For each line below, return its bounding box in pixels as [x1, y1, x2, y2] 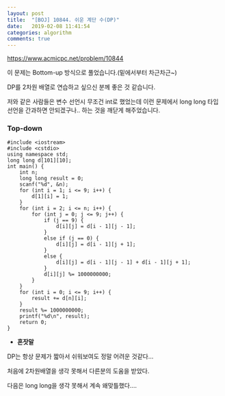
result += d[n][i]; [31, 295, 88, 302]
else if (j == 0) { [43, 235, 99, 242]
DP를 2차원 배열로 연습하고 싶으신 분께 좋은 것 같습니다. [7, 83, 156, 91]
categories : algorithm [7, 29, 72, 36]
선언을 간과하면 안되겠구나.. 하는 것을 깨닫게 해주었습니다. [7, 106, 161, 114]
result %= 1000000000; [19, 307, 84, 314]
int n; [19, 169, 38, 176]
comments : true [7, 36, 51, 42]
